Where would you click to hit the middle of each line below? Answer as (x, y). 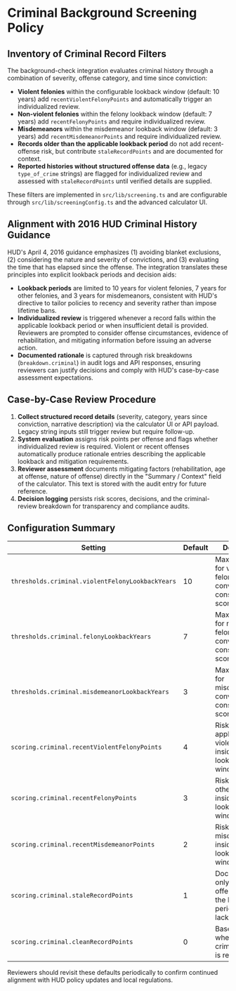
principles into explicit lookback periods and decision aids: (92, 274)
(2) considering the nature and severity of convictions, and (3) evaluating (113, 259)
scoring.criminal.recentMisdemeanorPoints (83, 845)
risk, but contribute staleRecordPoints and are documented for (132, 151)
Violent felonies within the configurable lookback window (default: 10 (118, 92)
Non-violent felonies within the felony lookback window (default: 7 (115, 114)
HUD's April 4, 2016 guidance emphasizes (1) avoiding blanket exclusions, (114, 252)
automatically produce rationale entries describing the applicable (111, 453)
